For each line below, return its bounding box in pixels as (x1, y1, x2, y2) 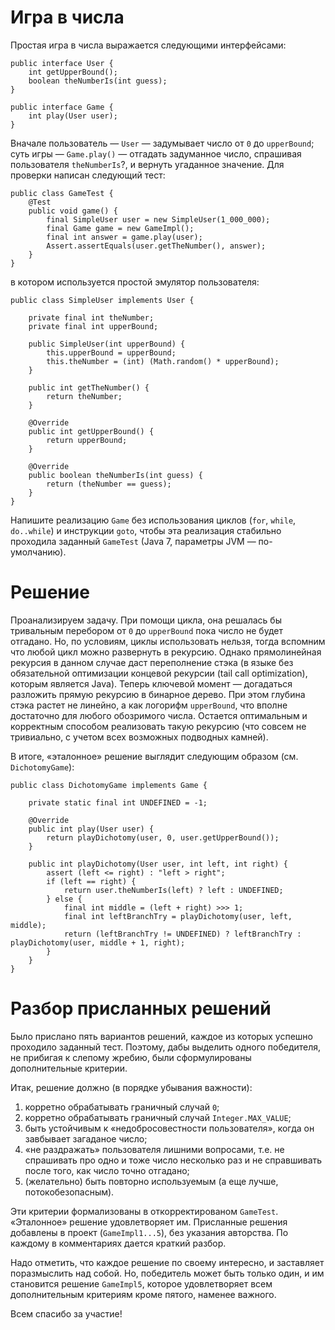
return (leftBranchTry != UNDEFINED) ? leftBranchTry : (63, 929, 302, 939)
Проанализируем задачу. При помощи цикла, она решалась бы (10, 614, 282, 626)
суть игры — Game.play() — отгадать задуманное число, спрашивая (10, 147, 302, 160)
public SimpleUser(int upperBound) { (28, 339, 186, 349)
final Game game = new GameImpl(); (46, 223, 195, 233)
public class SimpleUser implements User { (10, 295, 195, 305)
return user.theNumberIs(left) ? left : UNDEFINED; (63, 885, 284, 895)
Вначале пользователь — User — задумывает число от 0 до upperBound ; (10, 137, 315, 149)
